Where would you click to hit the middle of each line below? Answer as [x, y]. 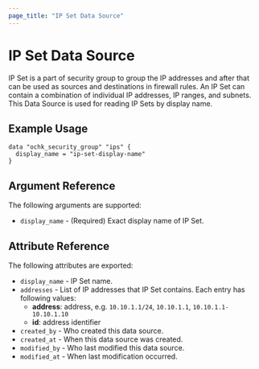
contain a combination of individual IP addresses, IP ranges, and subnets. [130, 95]
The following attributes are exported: [71, 265]
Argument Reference [62, 186]
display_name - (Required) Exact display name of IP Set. [112, 221]
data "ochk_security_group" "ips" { [70, 147]
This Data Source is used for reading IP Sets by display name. [111, 103]
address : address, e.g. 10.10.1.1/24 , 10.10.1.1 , [111, 307]
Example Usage [48, 128]
